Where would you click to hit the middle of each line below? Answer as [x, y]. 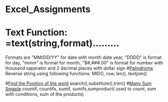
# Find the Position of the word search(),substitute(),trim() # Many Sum [78, 83]
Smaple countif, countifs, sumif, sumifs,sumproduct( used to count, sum [81, 89]
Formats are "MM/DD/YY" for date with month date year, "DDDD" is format [83, 57]
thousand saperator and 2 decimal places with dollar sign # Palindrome [79, 68]
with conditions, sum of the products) [45, 94]
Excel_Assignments [48, 9]
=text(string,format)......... [62, 43]
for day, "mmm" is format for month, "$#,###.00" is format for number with [84, 63]
